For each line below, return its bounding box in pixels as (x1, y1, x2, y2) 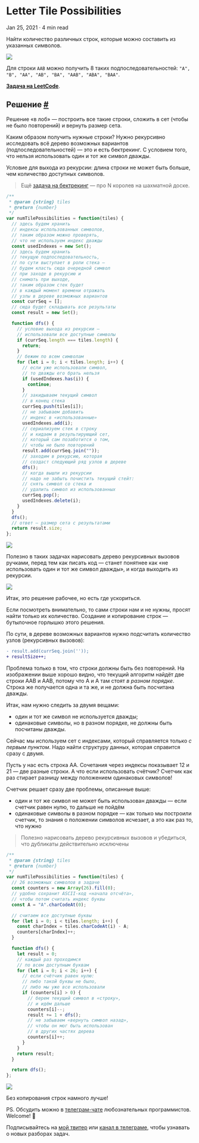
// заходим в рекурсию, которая (21, 454, 102, 459)
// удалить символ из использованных (21, 487, 116, 493)
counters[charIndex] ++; (17, 929, 76, 935)
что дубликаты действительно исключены (20, 840, 129, 847)
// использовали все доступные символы (17, 331, 116, 337)
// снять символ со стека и (21, 481, 92, 487)
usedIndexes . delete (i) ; (21, 498, 82, 504)
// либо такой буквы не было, (21, 979, 97, 984)
